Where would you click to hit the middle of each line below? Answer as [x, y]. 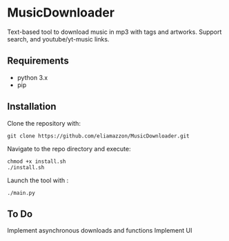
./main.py [21, 193]
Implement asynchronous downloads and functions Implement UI [100, 231]
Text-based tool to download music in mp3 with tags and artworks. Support [114, 32]
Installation [32, 107]
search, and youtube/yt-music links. [58, 39]
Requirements [38, 61]
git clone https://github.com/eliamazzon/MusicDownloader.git [98, 136]
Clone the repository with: [44, 123]
